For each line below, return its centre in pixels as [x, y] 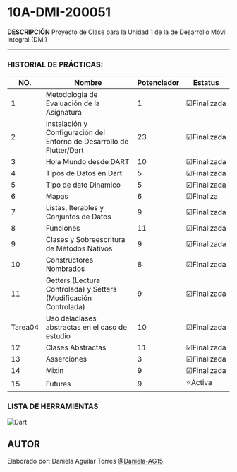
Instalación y [67, 124]
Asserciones [66, 359]
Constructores [69, 260]
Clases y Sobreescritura [85, 240]
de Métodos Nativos [79, 248]
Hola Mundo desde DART [87, 162]
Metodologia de [72, 95]
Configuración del [75, 133]
